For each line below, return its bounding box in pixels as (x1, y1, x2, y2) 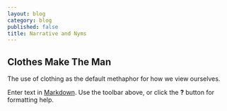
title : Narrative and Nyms (7, 30, 87, 37)
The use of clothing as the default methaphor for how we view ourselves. (7, 74, 221, 83)
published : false (7, 23, 59, 30)
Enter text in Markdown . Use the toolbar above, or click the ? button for (7, 89, 214, 97)
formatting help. (7, 96, 54, 104)
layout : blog (7, 10, 46, 18)
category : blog (7, 17, 52, 24)
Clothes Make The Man (7, 55, 112, 67)
